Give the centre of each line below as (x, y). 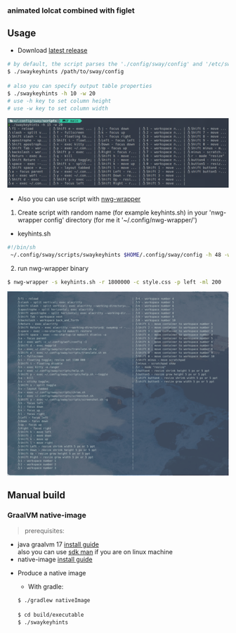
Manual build (36, 495)
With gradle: (46, 587)
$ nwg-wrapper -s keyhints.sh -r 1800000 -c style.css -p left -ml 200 (114, 282)
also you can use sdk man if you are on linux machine (95, 551)
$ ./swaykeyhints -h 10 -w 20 (52, 94)
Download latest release (52, 50)
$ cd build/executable (51, 615)
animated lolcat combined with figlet (71, 11)
